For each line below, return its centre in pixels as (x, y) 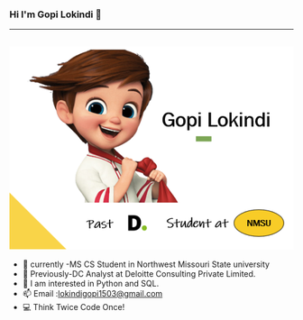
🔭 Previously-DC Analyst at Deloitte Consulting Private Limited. (139, 273)
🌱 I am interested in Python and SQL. (91, 283)
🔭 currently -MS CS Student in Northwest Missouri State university (146, 264)
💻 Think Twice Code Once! (73, 306)
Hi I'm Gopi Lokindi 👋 (55, 14)
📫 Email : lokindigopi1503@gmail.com (92, 293)
